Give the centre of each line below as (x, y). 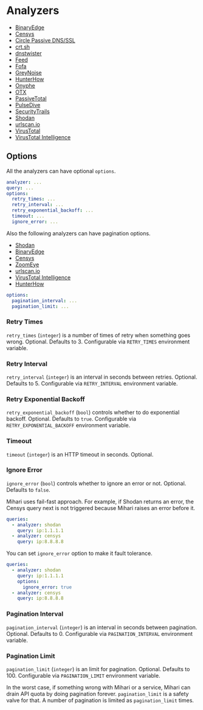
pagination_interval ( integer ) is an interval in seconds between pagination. (102, 627)
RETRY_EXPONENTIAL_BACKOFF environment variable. (68, 426)
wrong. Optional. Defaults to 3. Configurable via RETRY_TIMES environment (98, 342)
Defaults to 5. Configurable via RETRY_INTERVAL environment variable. (92, 383)
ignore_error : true (47, 587)
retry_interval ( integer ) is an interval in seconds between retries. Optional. (102, 377)
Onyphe (25, 85)
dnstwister (28, 53)
